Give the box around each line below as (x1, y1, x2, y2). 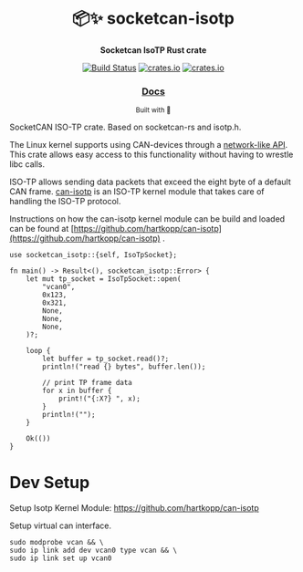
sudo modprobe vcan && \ (9, 538, 104, 547)
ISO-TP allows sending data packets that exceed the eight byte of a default (9, 176, 292, 188)
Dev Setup (9, 473, 90, 494)
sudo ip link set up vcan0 (9, 554, 112, 563)
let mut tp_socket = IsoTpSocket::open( (26, 275, 182, 284)
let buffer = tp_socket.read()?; (42, 354, 170, 364)
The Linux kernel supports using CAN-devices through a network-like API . (9, 140, 288, 151)
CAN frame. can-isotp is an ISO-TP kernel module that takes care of (9, 186, 265, 197)
